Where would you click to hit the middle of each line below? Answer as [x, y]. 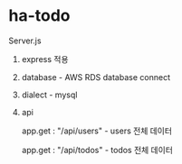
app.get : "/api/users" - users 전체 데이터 [97, 131]
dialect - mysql [49, 95]
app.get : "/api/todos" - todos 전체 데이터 [97, 150]
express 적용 [45, 59]
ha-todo [39, 16]
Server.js [25, 41]
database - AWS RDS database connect [96, 77]
